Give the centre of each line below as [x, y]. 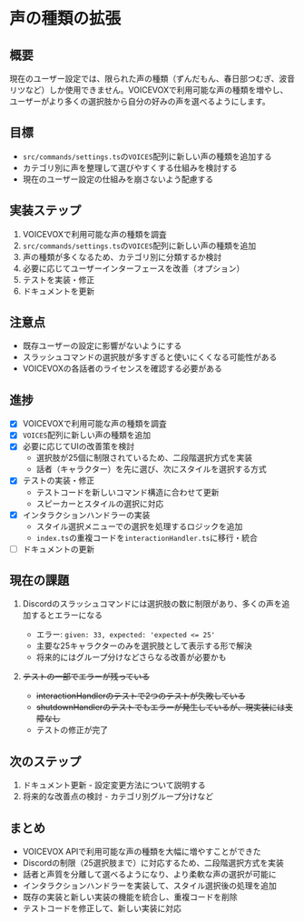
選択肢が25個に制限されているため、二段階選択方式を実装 [144, 458]
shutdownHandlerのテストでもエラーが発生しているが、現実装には [161, 707]
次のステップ [45, 762]
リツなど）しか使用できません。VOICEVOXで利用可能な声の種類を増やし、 [149, 90]
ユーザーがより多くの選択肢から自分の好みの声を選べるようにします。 [140, 101]
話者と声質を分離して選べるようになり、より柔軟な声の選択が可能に [149, 875]
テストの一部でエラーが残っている [86, 676]
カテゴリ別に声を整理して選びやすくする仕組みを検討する [130, 167]
